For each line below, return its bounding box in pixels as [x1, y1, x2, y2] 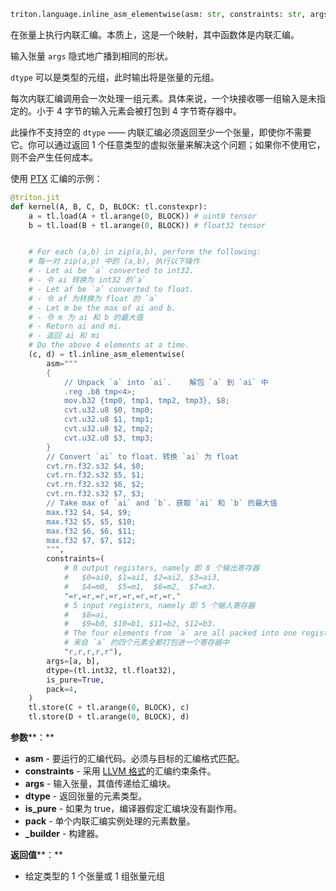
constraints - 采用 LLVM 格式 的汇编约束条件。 [24, 765, 217, 777]
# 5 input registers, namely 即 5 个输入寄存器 [63, 600, 256, 610]
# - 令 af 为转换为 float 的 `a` [28, 293, 159, 304]
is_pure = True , [46, 675, 105, 685]
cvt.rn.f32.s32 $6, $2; [46, 480, 145, 490]
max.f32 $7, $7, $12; [46, 535, 137, 545]
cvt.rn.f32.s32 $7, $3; [46, 489, 145, 499]
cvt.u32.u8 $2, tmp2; [63, 424, 155, 434]
